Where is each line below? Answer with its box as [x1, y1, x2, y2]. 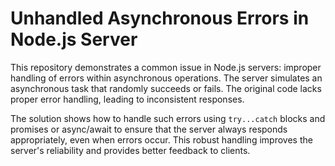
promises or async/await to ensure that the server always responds [10, 123, 288, 135]
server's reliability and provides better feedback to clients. [10, 144, 251, 156]
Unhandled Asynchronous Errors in [10, 7, 310, 30]
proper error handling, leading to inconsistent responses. [10, 93, 245, 105]
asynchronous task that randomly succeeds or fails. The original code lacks [10, 82, 322, 94]
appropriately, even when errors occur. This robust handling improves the [10, 133, 313, 146]
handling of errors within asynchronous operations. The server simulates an [10, 72, 323, 84]
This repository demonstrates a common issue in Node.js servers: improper [10, 61, 322, 73]
